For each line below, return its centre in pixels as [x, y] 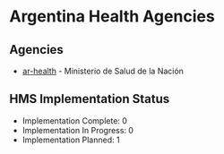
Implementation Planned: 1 [71, 140]
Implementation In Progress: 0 [78, 130]
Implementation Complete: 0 [75, 120]
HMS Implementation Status [90, 99]
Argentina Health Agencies [112, 17]
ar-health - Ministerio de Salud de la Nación [103, 71]
